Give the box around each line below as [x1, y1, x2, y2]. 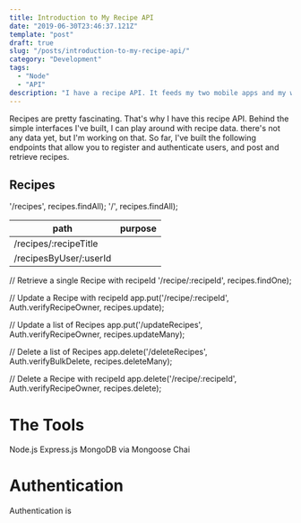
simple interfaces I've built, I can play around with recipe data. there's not [9, 122, 280, 133]
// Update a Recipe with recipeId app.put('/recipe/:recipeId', [9, 293, 230, 304]
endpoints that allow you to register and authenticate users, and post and [9, 141, 279, 153]
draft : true [9, 38, 54, 48]
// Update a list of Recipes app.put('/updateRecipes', [9, 320, 203, 331]
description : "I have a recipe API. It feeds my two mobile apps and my [9, 88, 287, 97]
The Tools [9, 414, 85, 435]
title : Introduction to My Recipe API [9, 13, 154, 22]
